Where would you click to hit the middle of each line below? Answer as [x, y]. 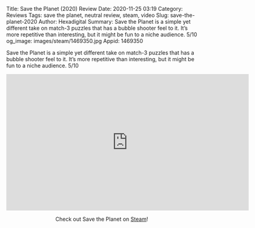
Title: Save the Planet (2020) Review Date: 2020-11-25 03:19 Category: [94, 9]
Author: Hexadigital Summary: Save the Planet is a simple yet [114, 22]
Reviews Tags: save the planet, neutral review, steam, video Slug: [88, 15]
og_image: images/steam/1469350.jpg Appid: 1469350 [75, 41]
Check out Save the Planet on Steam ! [102, 219]
